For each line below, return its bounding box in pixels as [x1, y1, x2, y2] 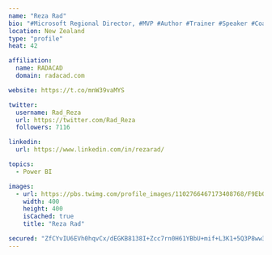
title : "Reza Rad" [23, 220, 85, 228]
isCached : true [23, 212, 74, 221]
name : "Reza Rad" [8, 11, 67, 20]
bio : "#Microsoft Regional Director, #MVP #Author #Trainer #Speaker [8, 19, 249, 28]
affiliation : [8, 57, 53, 65]
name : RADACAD [15, 64, 63, 73]
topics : [8, 160, 35, 168]
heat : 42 [8, 42, 38, 50]
